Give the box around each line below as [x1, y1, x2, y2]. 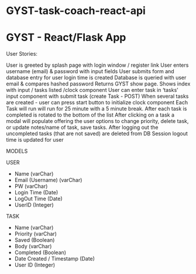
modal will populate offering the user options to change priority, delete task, [6, 118, 189, 125]
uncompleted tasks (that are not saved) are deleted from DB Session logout [6, 130, 188, 137]
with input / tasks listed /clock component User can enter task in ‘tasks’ [6, 87, 178, 94]
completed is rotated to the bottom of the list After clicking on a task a [6, 111, 174, 118]
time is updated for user [6, 136, 64, 143]
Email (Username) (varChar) [14, 177, 82, 184]
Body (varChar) [14, 243, 52, 250]
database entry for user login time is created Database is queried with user [6, 74, 187, 81]
